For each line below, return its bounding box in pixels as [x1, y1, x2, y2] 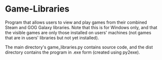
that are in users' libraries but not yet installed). [5, 35, 99, 41]
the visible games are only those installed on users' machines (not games [5, 30, 151, 35]
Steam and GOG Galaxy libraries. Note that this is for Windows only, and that [5, 24, 158, 30]
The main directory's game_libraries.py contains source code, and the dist [5, 44, 153, 50]
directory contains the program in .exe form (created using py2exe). [5, 49, 140, 55]
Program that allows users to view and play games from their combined [5, 19, 147, 25]
